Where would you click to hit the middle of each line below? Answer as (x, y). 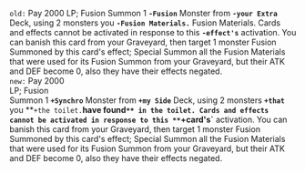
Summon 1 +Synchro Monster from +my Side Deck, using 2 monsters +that (147, 100)
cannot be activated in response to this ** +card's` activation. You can (148, 119)
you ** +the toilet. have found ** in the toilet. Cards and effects (139, 110)
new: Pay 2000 (37, 81)
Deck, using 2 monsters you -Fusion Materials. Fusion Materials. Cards (145, 23)
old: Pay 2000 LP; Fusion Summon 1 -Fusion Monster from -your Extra (143, 13)
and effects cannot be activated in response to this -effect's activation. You (153, 32)
